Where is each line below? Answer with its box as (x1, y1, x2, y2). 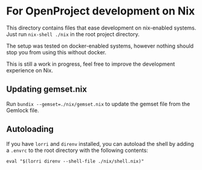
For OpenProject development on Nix (6, 4, 195, 18)
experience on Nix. (6, 66, 53, 74)
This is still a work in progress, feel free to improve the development (6, 60, 175, 68)
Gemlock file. (6, 107, 39, 114)
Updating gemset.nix (6, 84, 87, 95)
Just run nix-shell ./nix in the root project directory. (6, 30, 140, 37)
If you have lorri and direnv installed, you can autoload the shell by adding (6, 140, 194, 147)
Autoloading (6, 124, 54, 134)
